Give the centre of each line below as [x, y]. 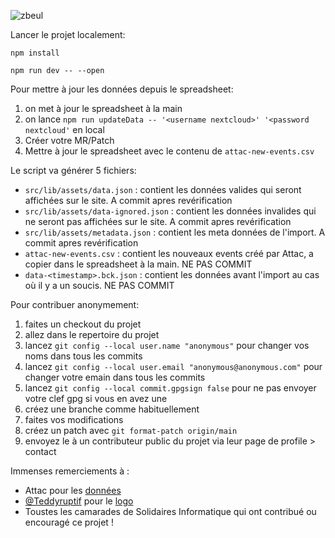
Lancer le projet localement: [68, 34]
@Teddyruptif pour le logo [79, 501]
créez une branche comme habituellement [112, 409]
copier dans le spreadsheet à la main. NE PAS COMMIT [138, 264]
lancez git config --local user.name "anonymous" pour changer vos [167, 345]
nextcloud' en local [64, 129]
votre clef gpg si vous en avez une [96, 398]
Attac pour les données [73, 490]
